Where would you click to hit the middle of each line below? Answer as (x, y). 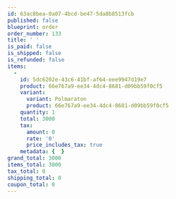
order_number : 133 (34, 34)
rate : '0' (40, 138)
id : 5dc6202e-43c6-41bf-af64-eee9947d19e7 (83, 79)
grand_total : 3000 (34, 158)
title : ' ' (23, 40)
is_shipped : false (34, 54)
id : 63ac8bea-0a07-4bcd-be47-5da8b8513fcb (71, 14)
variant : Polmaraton (56, 99)
